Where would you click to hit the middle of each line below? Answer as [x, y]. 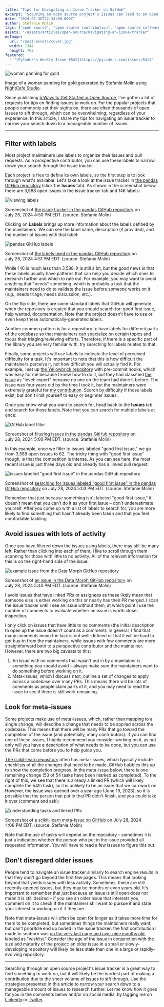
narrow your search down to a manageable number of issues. [67, 124]
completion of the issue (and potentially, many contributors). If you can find [81, 734]
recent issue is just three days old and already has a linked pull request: [77, 464]
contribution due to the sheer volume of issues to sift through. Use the [76, 979]
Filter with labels [31, 143]
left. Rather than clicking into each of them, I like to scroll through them [76, 551]
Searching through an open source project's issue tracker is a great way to [80, 968]
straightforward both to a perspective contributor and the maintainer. [74, 646]
